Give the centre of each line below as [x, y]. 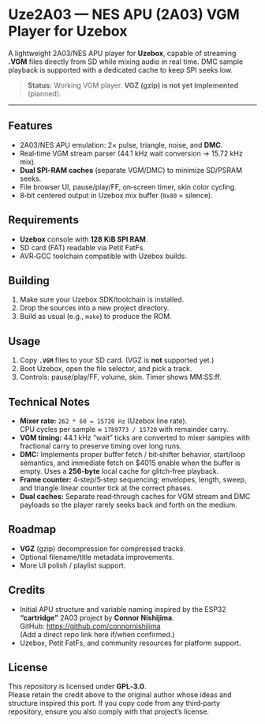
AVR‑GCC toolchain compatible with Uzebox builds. [103, 256]
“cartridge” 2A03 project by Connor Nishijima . [97, 617]
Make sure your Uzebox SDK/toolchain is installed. [102, 300]
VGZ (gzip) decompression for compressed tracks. [102, 548]
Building [29, 281]
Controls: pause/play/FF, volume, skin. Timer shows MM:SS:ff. [121, 377]
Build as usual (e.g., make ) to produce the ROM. [95, 317]
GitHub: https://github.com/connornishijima [90, 626]
